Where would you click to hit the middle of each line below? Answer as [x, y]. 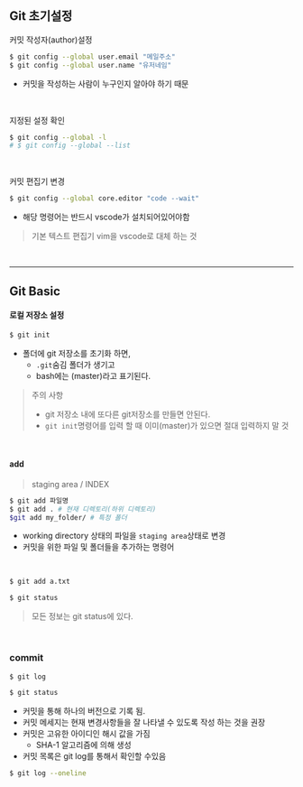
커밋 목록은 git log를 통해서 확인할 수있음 [94, 756]
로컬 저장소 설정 [37, 315]
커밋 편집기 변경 [37, 181]
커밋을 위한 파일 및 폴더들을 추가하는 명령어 [98, 547]
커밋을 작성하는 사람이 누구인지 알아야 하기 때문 [106, 83]
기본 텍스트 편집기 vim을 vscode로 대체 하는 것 [114, 236]
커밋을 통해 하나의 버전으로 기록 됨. [84, 711]
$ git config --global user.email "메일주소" [92, 57]
